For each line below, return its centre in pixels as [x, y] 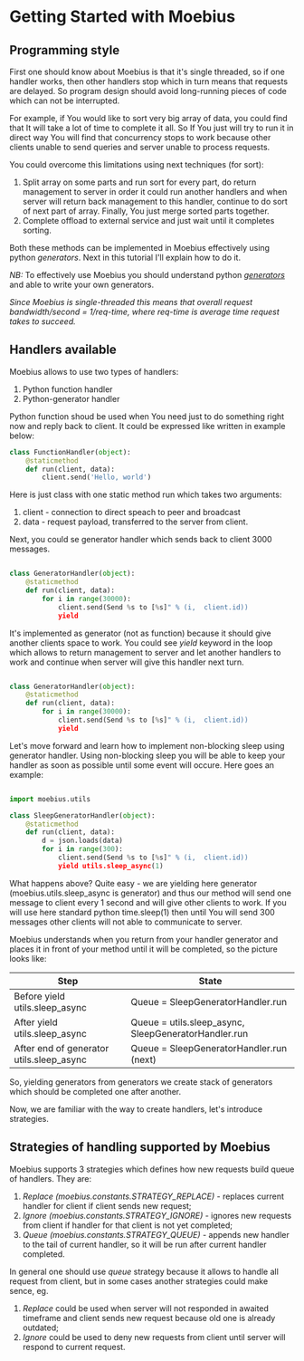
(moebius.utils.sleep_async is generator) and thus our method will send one [151, 893]
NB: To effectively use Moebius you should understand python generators [147, 275]
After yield [36, 1022]
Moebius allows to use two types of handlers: [94, 371]
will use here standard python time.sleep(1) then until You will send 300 [142, 912]
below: [22, 436]
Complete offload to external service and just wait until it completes [148, 220]
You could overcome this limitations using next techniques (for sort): [137, 164]
